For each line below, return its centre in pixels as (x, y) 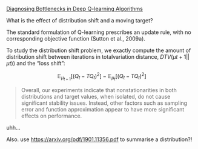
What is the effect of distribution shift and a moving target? (80, 20)
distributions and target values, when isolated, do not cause (96, 96)
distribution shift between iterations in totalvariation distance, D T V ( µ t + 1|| (98, 57)
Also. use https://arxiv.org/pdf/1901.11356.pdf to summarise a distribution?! (99, 139)
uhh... (13, 127)
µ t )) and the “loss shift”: (36, 63)
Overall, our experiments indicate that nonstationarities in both (99, 90)
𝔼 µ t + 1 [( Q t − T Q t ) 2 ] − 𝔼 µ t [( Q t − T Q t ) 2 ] (102, 77)
